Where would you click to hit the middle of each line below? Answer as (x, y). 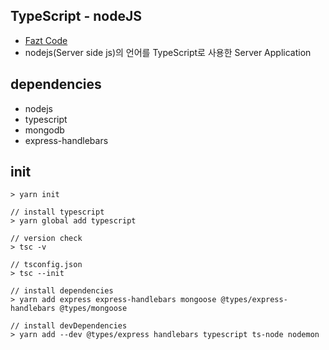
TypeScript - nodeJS (76, 16)
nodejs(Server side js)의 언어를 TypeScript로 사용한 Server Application (168, 52)
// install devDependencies (69, 326)
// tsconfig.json (46, 265)
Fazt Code (46, 40)
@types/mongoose (93, 309)
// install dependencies (62, 291)
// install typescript (57, 212)
